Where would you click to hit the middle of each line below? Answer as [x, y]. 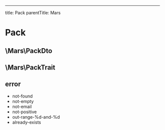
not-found [22, 96]
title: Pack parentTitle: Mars [33, 13]
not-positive [24, 112]
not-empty [23, 101]
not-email [22, 106]
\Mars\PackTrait [30, 67]
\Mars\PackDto [29, 50]
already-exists [27, 122]
